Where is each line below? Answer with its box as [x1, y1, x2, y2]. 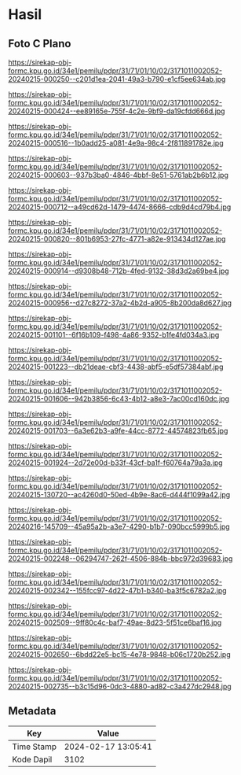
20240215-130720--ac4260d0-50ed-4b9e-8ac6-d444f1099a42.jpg [8, 490, 231, 499]
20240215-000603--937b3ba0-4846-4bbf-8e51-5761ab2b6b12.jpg [8, 171, 229, 179]
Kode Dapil [12, 754, 53, 765]
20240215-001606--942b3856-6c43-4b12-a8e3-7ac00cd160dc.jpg [8, 394, 230, 403]
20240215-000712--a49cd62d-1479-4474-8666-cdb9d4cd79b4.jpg [8, 202, 232, 212]
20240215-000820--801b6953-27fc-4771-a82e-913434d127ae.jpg [8, 234, 226, 243]
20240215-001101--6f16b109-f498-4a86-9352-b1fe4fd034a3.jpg [8, 330, 220, 339]
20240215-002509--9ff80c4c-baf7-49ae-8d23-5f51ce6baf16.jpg [8, 618, 222, 627]
